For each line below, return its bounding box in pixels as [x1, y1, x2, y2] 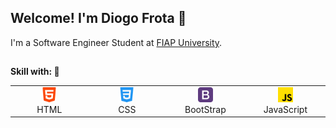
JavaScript [263, 103, 308, 115]
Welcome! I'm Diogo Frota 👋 [10, 10, 187, 27]
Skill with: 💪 [10, 66, 60, 78]
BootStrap [184, 103, 227, 115]
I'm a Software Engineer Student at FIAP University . [10, 36, 223, 48]
